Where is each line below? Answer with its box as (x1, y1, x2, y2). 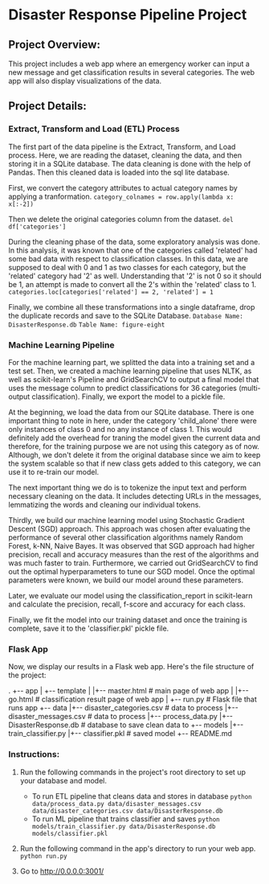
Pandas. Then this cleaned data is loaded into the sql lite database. (8, 167, 230, 177)
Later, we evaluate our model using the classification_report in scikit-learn (8, 590, 253, 600)
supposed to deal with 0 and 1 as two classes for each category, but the (8, 262, 247, 272)
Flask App (8, 643, 48, 655)
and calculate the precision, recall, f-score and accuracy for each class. (8, 599, 246, 609)
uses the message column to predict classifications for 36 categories (8, 383, 237, 393)
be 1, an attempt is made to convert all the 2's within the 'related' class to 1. (8, 279, 257, 289)
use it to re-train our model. (8, 467, 100, 476)
